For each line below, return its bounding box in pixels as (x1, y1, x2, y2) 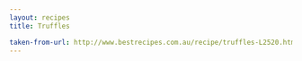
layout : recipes (9, 13, 70, 22)
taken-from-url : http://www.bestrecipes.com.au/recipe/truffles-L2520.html (9, 38, 299, 47)
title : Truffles (9, 22, 70, 30)
